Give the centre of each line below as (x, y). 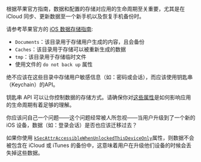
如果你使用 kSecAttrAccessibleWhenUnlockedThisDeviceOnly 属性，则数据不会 (100, 138)
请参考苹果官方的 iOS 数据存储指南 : (49, 29)
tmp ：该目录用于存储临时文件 (51, 57)
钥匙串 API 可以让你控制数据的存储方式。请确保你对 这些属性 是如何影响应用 (99, 97)
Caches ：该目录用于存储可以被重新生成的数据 (70, 49)
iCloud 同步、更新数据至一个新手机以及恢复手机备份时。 (76, 16)
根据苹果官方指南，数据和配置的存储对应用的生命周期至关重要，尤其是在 (95, 9)
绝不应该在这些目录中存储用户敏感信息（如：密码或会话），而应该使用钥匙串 (100, 77)
